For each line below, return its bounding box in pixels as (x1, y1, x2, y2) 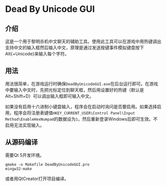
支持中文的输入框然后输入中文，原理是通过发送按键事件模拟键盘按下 (5, 45, 144, 50)
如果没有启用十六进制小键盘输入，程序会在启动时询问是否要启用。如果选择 (5, 103, 157, 109)
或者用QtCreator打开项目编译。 (5, 176, 69, 182)
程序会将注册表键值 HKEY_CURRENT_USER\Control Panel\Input (13, 110, 135, 116)
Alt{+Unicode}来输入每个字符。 (5, 51, 69, 56)
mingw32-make (5, 166, 32, 171)
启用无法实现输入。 (5, 122, 45, 128)
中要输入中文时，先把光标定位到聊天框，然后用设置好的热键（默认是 (5, 87, 144, 93)
